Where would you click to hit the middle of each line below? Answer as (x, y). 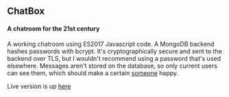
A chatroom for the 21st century (53, 28)
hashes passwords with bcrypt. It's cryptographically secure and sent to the (115, 51)
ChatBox (26, 11)
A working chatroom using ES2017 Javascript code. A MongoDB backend (111, 44)
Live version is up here (39, 86)
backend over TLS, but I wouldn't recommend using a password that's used (114, 58)
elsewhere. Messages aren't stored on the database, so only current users (112, 66)
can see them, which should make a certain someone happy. (93, 73)
